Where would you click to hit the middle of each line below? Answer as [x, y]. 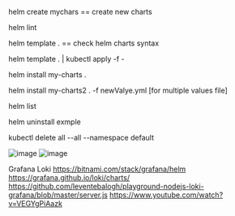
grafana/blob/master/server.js [58, 195]
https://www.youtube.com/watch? [166, 195]
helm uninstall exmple [45, 122]
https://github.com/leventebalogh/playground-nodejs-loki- [106, 186]
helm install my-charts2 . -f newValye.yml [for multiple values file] [118, 90]
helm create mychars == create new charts [80, 12]
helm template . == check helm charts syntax [84, 43]
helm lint [23, 27]
